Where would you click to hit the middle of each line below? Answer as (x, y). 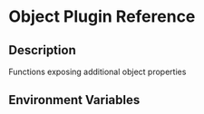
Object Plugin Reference (102, 17)
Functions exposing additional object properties (97, 71)
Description (42, 50)
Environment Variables (74, 100)
